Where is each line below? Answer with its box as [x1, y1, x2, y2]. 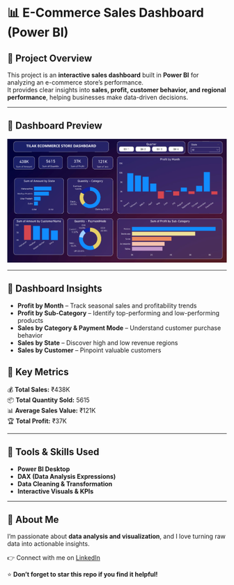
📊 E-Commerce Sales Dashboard [7, 5, 204, 21]
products [17, 316, 44, 324]
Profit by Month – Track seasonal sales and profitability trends [17, 301, 197, 310]
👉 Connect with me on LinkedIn [7, 554, 101, 562]
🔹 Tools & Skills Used [7, 446, 100, 458]
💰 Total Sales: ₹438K [7, 385, 70, 393]
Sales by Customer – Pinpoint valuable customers [17, 346, 162, 354]
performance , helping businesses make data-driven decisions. [7, 93, 189, 101]
